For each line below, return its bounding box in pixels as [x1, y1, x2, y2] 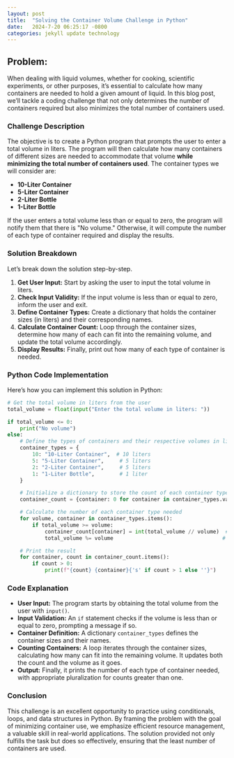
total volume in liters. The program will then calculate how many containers [7, 145, 223, 153]
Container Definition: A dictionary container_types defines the [17, 629, 198, 637]
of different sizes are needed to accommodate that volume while [7, 152, 194, 161]
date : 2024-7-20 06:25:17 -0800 [7, 23, 108, 30]
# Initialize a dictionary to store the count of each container [19, 489, 214, 496]
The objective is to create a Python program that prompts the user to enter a [7, 137, 226, 145]
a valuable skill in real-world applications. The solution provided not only [7, 729, 215, 738]
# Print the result [19, 547, 77, 555]
